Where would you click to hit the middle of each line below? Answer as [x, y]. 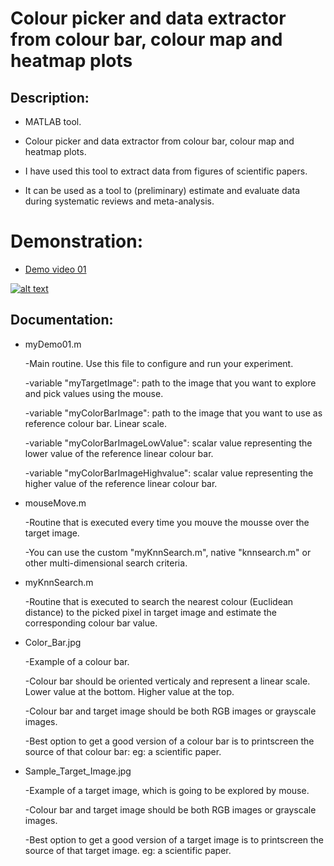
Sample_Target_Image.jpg [78, 771]
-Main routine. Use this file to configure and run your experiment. [159, 363]
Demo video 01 [55, 269]
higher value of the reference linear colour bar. [121, 483]
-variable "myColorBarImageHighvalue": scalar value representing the [169, 473]
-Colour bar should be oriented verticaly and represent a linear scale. [167, 681]
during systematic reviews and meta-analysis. [119, 201]
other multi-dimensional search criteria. [106, 563]
